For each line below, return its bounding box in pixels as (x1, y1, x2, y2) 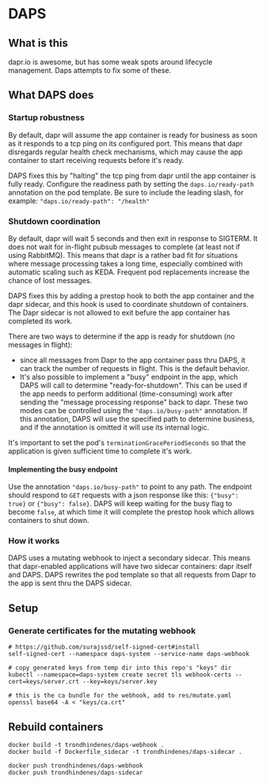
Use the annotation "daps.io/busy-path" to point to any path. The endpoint (8, 482, 253, 491)
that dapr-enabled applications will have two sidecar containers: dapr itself (8, 562, 253, 571)
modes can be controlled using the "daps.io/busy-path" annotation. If (19, 405, 248, 415)
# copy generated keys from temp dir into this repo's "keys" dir (8, 664, 232, 672)
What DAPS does (8, 89, 94, 102)
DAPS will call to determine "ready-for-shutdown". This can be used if (19, 381, 248, 390)
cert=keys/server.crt (8, 678, 80, 686)
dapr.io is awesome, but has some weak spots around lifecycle (8, 57, 213, 66)
